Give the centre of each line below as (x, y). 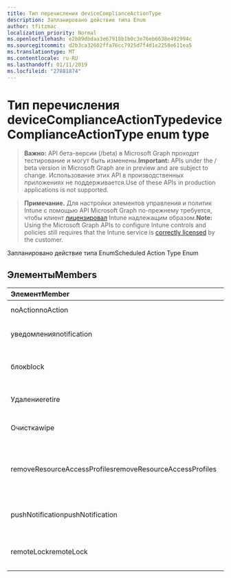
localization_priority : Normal (52, 33)
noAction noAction (40, 310)
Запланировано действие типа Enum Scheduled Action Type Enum (103, 253)
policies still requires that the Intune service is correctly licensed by (119, 233)
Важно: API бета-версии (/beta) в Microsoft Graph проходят (111, 153)
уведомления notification (52, 334)
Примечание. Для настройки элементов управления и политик (118, 203)
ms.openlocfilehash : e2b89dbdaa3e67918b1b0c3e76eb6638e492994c (100, 39)
